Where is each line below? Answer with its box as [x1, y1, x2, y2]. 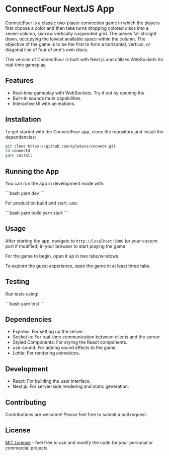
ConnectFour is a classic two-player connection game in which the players [5, 20, 160, 26]
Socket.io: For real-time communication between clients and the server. [12, 334, 161, 340]
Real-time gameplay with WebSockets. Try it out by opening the [12, 89, 145, 96]
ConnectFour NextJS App [5, 3, 115, 15]
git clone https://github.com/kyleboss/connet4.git [5, 143, 116, 149]
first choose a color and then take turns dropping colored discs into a [5, 25, 149, 31]
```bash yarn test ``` [5, 300, 45, 307]
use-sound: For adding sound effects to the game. [12, 344, 117, 351]
